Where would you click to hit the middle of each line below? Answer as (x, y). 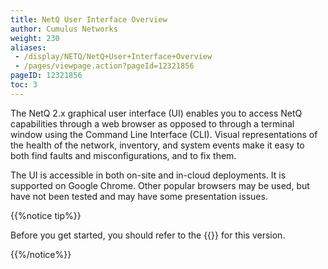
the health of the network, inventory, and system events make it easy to (157, 145)
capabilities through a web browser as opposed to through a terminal (152, 123)
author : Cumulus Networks (64, 29)
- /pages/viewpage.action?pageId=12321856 (104, 66)
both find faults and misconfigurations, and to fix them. (123, 155)
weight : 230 (35, 38)
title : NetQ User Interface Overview (89, 19)
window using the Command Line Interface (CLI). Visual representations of (164, 134)
